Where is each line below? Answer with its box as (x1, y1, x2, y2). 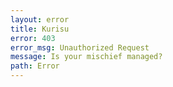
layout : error (10, 14, 70, 25)
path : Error (10, 61, 60, 71)
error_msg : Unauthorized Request (10, 42, 150, 53)
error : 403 (10, 33, 56, 43)
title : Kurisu (10, 24, 70, 34)
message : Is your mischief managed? (10, 52, 163, 62)
